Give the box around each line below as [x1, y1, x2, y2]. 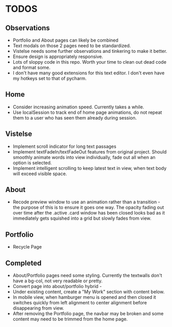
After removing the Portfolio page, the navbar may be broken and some [12, 311, 164, 317]
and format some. [12, 65, 50, 70]
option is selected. [12, 160, 52, 166]
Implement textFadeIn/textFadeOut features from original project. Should [12, 148, 167, 155]
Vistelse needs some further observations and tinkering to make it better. [12, 48, 167, 54]
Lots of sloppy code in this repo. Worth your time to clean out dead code [12, 59, 167, 65]
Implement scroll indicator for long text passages [12, 143, 117, 149]
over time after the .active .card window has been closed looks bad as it [12, 210, 165, 216]
